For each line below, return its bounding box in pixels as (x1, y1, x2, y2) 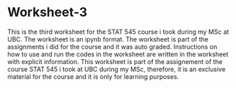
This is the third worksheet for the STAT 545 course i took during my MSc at (7, 27, 229, 36)
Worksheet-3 (7, 4, 88, 20)
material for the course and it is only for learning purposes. (7, 72, 179, 81)
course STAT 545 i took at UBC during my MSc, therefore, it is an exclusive (7, 65, 226, 73)
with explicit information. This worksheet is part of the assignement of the (7, 57, 223, 65)
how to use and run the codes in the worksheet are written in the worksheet (7, 50, 229, 58)
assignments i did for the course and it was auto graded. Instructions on (7, 42, 218, 51)
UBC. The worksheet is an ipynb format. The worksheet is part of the (7, 34, 209, 43)
